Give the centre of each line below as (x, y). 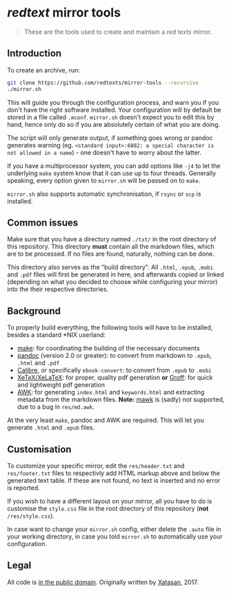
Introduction (34, 53)
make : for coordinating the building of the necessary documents (108, 348)
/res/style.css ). (31, 516)
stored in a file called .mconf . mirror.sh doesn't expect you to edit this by (111, 117)
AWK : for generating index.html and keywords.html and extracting (111, 392)
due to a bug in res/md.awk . (56, 407)
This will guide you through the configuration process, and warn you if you (113, 102)
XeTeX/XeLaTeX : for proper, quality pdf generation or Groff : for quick (115, 378)
